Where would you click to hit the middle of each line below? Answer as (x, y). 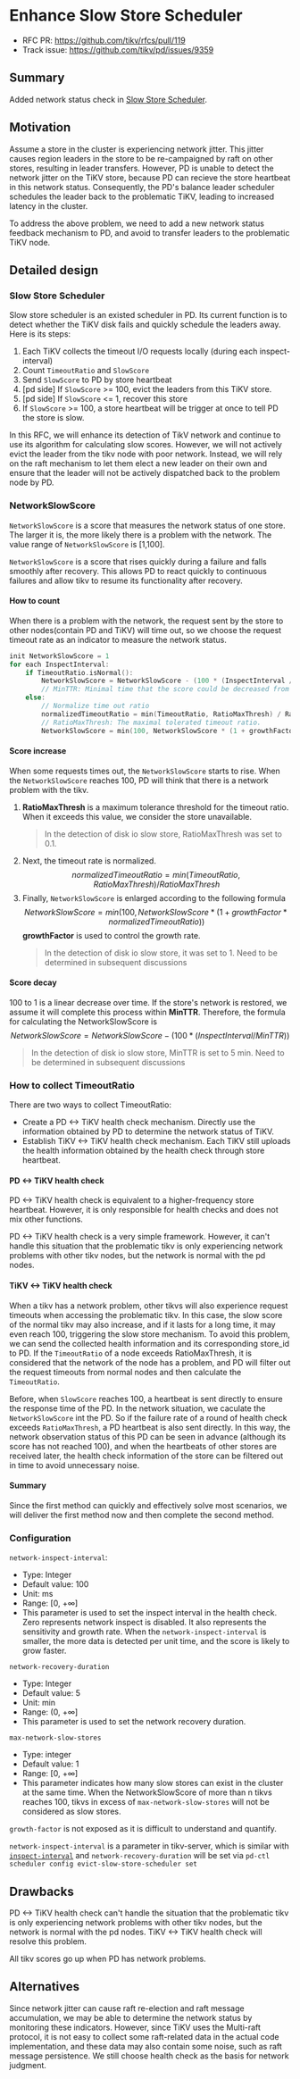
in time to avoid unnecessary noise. (75, 1465)
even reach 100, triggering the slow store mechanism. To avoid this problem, (150, 1334)
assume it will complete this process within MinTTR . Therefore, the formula (147, 1012)
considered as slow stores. (72, 1812)
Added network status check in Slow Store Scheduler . (108, 99)
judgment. (28, 2065)
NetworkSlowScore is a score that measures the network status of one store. (147, 525)
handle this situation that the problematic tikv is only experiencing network (146, 1246)
